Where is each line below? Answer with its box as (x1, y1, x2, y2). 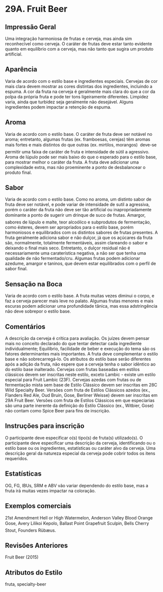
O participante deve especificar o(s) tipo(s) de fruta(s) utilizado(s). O (5, 435, 143, 441)
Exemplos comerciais (5, 502, 72, 510)
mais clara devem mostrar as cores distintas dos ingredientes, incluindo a (5, 83, 152, 89)
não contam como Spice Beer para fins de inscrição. (5, 408, 110, 414)
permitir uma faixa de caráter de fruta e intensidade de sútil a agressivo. (5, 148, 150, 154)
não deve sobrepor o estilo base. (5, 308, 72, 314)
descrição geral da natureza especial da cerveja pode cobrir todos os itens (5, 450, 156, 456)
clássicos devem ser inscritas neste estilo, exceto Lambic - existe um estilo (5, 371, 156, 378)
